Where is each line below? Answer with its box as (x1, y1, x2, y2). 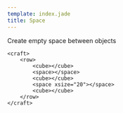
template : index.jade (7, 10, 71, 18)
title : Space (7, 17, 46, 24)
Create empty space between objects (7, 36, 117, 44)
